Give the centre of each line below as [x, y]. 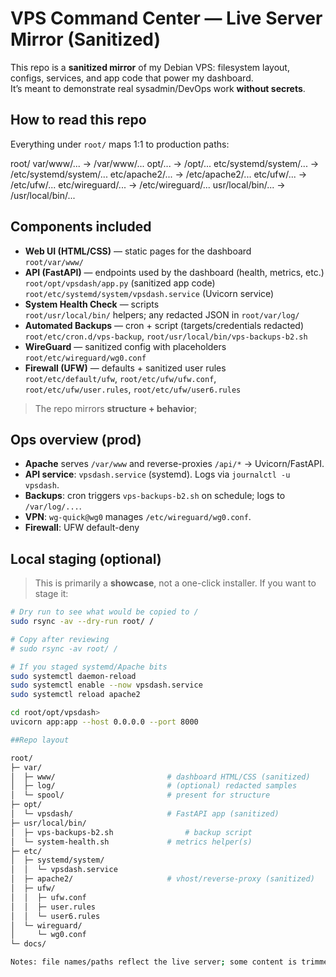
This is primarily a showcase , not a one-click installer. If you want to [175, 583]
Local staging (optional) [86, 558]
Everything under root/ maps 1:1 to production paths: [120, 144]
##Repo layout [40, 740]
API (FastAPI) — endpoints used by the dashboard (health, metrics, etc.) [174, 272]
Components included [81, 227]
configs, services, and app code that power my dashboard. [132, 78]
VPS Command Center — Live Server [166, 18]
